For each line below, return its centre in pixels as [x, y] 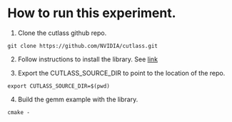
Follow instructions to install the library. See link [88, 59]
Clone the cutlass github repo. [62, 33]
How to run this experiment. [92, 13]
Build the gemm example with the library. [78, 99]
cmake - [19, 112]
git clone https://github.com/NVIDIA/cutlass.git [83, 46]
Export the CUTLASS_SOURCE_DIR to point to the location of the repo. [121, 73]
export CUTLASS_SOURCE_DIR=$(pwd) [59, 86]
